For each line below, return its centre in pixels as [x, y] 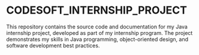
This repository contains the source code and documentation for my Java [97, 27]
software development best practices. [53, 46]
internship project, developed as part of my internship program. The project [99, 33]
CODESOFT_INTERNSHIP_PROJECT [97, 10]
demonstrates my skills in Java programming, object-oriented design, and [97, 39]
